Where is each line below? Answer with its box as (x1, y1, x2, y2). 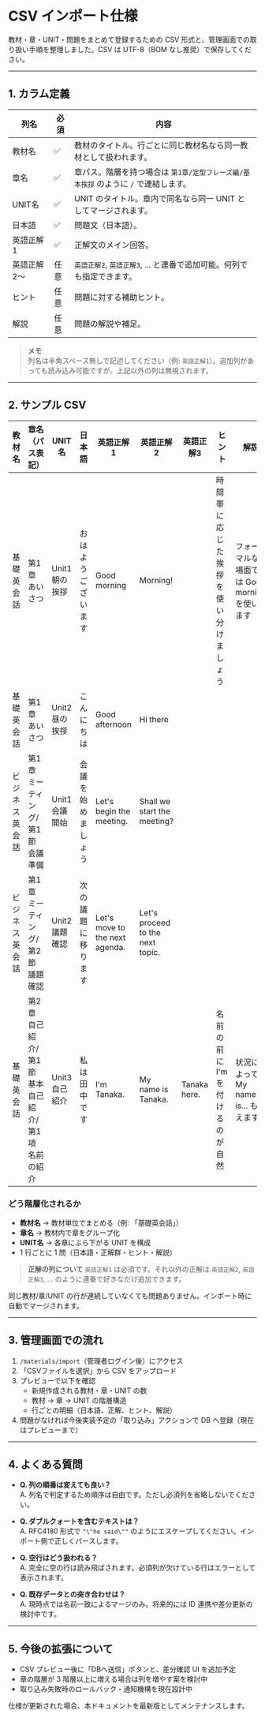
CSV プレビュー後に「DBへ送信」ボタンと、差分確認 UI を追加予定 (19, 1664, 237, 1674)
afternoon (95, 719, 132, 730)
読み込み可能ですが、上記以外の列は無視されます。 (47, 365, 213, 375)
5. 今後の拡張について (8, 1642, 114, 1656)
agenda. (95, 941, 126, 953)
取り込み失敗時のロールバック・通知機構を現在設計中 (19, 1684, 193, 1694)
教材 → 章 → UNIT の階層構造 (31, 1395, 127, 1405)
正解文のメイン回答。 (74, 239, 154, 250)
